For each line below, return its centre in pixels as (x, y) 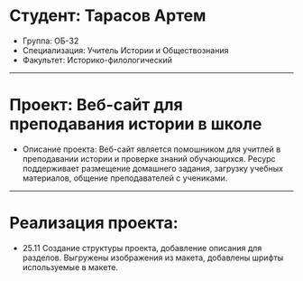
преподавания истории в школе (136, 124)
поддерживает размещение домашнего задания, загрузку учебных (153, 168)
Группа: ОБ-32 (50, 41)
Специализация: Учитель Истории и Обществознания (125, 50)
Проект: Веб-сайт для (96, 105)
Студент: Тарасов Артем (108, 16)
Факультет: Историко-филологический (97, 60)
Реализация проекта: (94, 223)
